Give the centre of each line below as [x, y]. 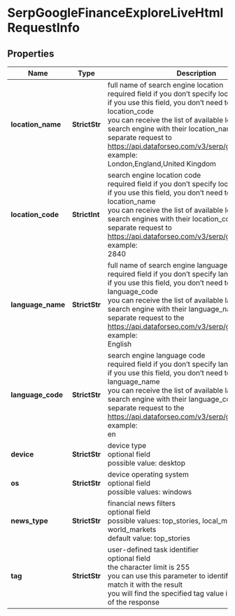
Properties [31, 54]
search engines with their [149, 219]
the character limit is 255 [149, 567]
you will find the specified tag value [165, 593]
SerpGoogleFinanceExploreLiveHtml [115, 13]
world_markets [132, 530]
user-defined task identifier [153, 549]
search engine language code [156, 355]
